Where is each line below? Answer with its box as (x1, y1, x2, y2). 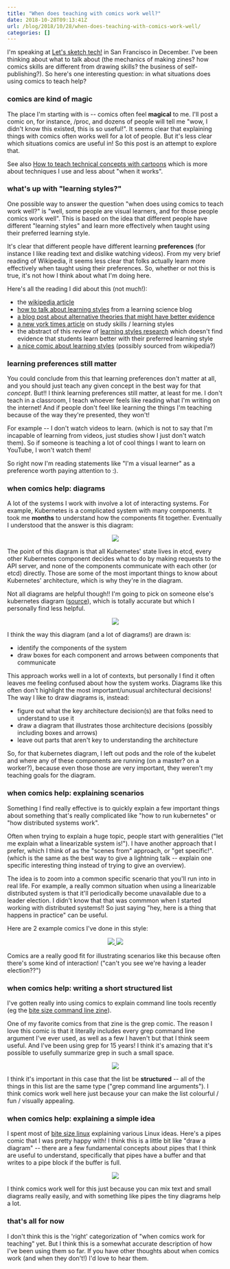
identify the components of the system (16, 644, 127, 652)
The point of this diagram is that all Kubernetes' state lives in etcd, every (7, 547, 211, 556)
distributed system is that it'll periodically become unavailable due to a (7, 889, 207, 897)
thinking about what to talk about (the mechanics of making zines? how (7, 56, 209, 64)
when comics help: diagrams (7, 484, 106, 493)
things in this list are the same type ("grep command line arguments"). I (7, 1082, 209, 1091)
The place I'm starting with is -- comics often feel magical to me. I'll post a (7, 110, 218, 118)
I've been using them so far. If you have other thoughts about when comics (7, 1246, 220, 1255)
